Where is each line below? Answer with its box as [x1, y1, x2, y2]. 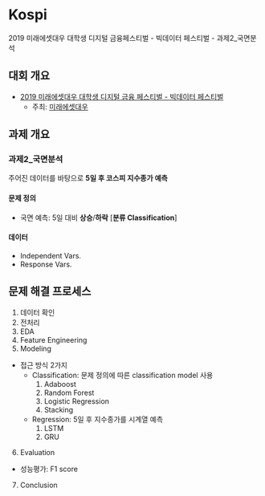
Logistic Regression [43, 396, 110, 406]
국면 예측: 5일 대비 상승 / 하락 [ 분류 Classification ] [19, 213, 177, 222]
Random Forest [43, 388, 95, 397]
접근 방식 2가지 [19, 360, 68, 370]
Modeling [19, 344, 52, 353]
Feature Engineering [19, 335, 88, 344]
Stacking [43, 405, 74, 414]
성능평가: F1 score [19, 464, 79, 474]
